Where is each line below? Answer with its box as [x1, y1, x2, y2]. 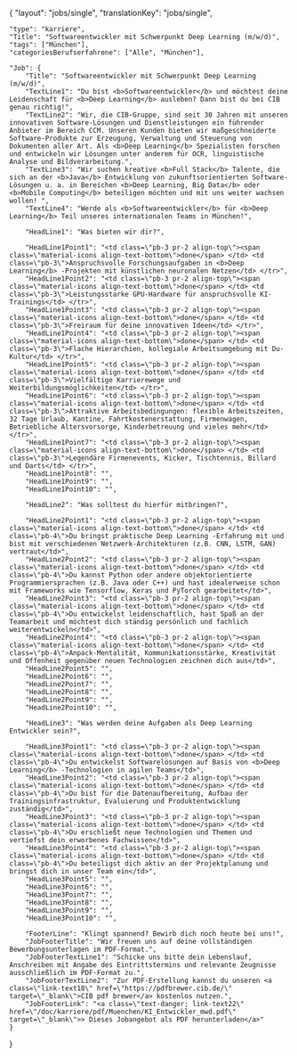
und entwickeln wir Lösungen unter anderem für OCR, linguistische [9, 150, 265, 159]
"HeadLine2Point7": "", [25, 680, 114, 689]
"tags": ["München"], [9, 40, 90, 49]
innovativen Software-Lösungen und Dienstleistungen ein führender [9, 119, 265, 127]
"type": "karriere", [9, 25, 86, 34]
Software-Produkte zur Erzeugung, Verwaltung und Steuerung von [9, 134, 253, 143]
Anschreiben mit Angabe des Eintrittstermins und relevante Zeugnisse [9, 961, 277, 970]
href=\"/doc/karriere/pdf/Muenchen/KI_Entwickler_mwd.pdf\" [9, 1007, 237, 1016]
